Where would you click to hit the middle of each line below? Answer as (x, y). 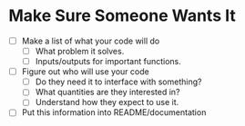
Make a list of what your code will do (91, 41)
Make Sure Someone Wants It (122, 16)
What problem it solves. (80, 51)
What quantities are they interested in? (107, 92)
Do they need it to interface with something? (118, 82)
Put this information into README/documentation (114, 112)
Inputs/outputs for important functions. (108, 62)
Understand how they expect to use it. (107, 102)
